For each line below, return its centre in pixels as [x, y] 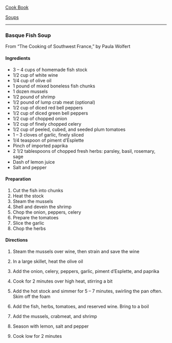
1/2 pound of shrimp [34, 97]
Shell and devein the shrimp [42, 207]
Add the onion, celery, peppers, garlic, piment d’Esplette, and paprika [86, 271]
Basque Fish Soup [28, 35]
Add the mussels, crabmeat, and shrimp [55, 316]
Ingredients [18, 58]
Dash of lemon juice [34, 162]
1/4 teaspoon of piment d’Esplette [48, 140]
